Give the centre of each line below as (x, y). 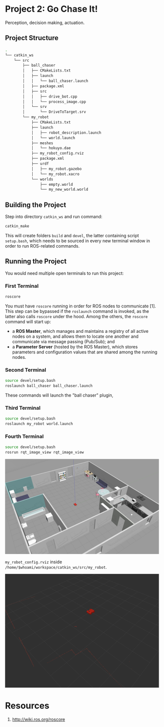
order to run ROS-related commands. (42, 246)
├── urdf (40, 164)
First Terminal (22, 286)
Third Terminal (23, 408)
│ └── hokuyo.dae (51, 148)
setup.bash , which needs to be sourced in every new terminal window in (78, 241)
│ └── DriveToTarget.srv (54, 112)
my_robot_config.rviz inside (34, 562)
